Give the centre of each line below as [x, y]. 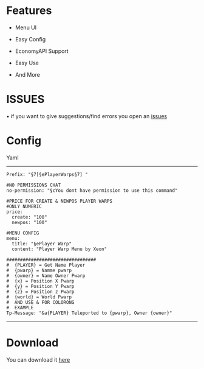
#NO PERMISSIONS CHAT [34, 185]
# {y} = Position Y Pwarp [40, 286]
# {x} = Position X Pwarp [40, 281]
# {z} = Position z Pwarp [40, 292]
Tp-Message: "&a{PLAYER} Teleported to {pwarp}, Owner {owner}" [89, 313]
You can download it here [38, 359]
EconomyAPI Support [42, 51]
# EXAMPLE [20, 307]
